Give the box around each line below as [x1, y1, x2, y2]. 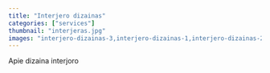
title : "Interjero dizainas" [8, 11, 106, 20]
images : [8, 34, 35, 43]
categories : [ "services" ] [8, 19, 95, 27]
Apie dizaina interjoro [8, 56, 79, 66]
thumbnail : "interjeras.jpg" [8, 26, 106, 34]
